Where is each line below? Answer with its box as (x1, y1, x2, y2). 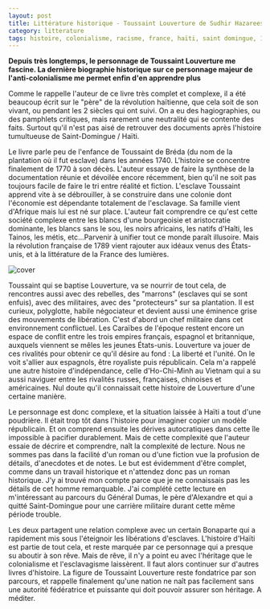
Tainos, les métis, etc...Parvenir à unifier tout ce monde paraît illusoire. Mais (8, 232, 260, 242)
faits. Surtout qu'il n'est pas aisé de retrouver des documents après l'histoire (8, 123, 262, 133)
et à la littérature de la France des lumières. (26, 250, 170, 260)
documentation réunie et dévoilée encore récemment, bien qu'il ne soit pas (8, 173, 257, 182)
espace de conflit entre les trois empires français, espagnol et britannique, (8, 332, 256, 341)
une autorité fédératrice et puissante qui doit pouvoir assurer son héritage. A (8, 585, 262, 595)
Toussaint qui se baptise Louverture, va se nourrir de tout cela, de (8, 280, 227, 290)
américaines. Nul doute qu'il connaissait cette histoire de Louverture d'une (8, 383, 256, 393)
